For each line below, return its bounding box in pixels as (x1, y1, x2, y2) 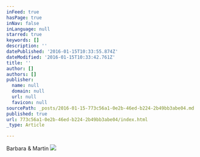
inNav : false (6, 20, 40, 26)
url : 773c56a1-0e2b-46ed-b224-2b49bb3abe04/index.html (6, 116, 148, 122)
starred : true (6, 32, 43, 38)
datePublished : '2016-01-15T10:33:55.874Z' (6, 49, 119, 55)
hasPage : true (6, 15, 43, 21)
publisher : (6, 77, 34, 83)
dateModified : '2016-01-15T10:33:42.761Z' (6, 54, 116, 60)
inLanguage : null (6, 26, 50, 32)
